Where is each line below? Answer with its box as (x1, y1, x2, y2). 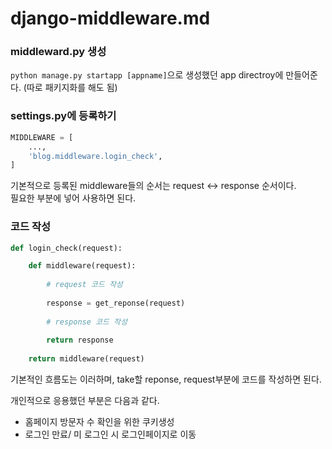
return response (46, 335, 114, 346)
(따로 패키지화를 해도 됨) (23, 82, 118, 94)
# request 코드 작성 (46, 280, 123, 290)
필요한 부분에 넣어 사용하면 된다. (10, 192, 137, 204)
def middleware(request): (28, 261, 137, 271)
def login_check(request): (10, 243, 123, 253)
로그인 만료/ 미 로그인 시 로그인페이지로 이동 (24, 428, 197, 441)
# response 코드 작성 (46, 317, 128, 327)
